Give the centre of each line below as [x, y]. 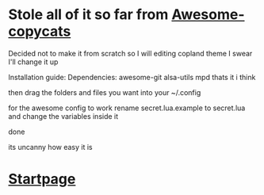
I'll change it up [33, 62]
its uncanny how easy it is [50, 147]
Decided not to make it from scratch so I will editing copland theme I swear [130, 53]
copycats [40, 31]
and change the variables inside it [63, 116]
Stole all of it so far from [88, 15]
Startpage [42, 179]
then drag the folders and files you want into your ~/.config [105, 92]
